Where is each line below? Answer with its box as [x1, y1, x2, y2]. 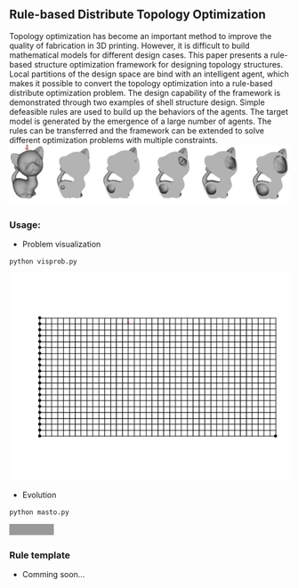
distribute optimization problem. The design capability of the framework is [9, 87, 281, 98]
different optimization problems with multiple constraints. [9, 134, 219, 145]
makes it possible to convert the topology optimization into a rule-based [9, 77, 273, 88]
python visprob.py [9, 257, 77, 266]
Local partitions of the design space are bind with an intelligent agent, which [9, 68, 289, 79]
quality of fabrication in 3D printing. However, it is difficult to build [9, 40, 251, 51]
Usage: [9, 219, 42, 231]
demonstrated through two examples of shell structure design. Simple [9, 97, 265, 108]
